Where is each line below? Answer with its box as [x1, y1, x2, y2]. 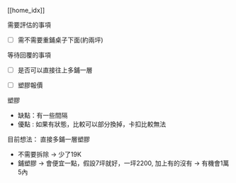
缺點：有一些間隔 [17, 111, 68, 120]
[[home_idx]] [7, 6, 45, 14]
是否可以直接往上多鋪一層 [17, 66, 93, 74]
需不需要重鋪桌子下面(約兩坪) [17, 35, 103, 44]
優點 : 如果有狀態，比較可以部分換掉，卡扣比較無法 [17, 120, 167, 128]
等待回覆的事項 [7, 51, 51, 60]
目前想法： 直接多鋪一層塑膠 [7, 135, 90, 144]
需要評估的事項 [7, 21, 51, 29]
